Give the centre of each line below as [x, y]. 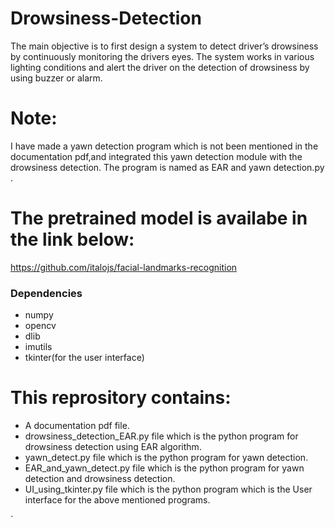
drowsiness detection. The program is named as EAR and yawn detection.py [167, 167]
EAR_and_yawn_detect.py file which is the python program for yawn [164, 468]
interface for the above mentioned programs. [117, 500]
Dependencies [46, 293]
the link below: [72, 239]
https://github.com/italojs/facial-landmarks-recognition [124, 267]
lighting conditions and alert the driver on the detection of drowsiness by [160, 67]
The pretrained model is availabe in [159, 218]
